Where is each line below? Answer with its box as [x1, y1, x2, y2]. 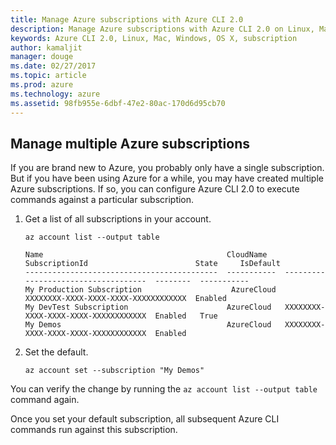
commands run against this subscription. [10, 424, 178, 436]
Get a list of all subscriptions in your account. [24, 213, 212, 225]
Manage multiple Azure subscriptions [10, 135, 250, 152]
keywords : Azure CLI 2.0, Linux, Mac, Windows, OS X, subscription [10, 33, 298, 43]
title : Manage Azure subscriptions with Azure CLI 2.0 [10, 14, 244, 25]
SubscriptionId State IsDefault [24, 259, 281, 269]
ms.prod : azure [10, 80, 74, 90]
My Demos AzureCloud [24, 320, 272, 330]
